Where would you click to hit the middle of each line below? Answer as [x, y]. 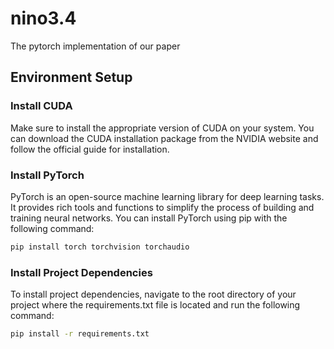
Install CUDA [41, 106]
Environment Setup [71, 77]
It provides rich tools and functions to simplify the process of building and [162, 207]
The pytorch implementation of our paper [95, 46]
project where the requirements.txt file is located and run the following [155, 305]
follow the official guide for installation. [90, 149]
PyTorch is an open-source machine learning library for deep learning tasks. [167, 196]
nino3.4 [43, 18]
